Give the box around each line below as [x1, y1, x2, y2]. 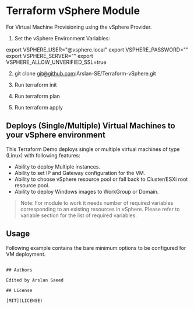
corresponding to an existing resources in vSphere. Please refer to [20, 205, 180, 212]
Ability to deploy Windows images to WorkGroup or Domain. [14, 188, 159, 195]
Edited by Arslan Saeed [6, 277, 64, 283]
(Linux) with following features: [6, 152, 80, 159]
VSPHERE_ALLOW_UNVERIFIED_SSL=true [6, 59, 107, 66]
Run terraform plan [14, 92, 60, 99]
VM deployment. [6, 250, 46, 257]
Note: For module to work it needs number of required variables [20, 199, 174, 206]
